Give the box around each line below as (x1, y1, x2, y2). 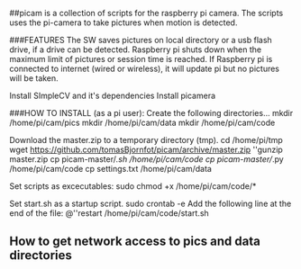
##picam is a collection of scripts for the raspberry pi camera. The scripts (9, 8, 284, 18)
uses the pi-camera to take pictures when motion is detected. (9, 17, 238, 28)
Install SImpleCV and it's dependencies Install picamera (9, 90, 216, 101)
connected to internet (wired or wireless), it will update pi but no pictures (9, 63, 280, 74)
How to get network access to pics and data (9, 234, 261, 249)
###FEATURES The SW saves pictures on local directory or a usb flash (9, 35, 272, 45)
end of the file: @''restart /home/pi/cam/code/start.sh (9, 208, 209, 219)
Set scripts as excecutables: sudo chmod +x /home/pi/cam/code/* (9, 181, 257, 192)
